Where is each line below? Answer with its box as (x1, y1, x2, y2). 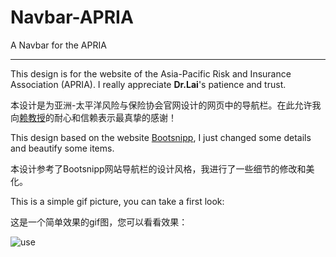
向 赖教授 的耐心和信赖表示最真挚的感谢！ (10, 111, 177, 123)
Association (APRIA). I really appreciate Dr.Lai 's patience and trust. (10, 78, 287, 90)
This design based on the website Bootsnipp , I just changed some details (10, 131, 312, 143)
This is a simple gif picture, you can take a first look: (10, 195, 225, 207)
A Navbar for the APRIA (10, 39, 107, 51)
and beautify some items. (10, 142, 115, 154)
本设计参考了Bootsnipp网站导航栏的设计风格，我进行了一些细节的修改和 (10, 162, 307, 175)
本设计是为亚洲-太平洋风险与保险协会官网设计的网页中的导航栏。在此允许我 (10, 99, 322, 111)
